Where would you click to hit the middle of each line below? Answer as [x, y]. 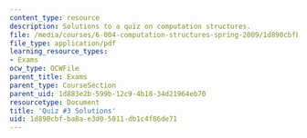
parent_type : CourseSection [63, 85]
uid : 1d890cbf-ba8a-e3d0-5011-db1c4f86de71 [94, 119]
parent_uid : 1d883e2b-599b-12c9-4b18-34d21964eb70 [108, 94]
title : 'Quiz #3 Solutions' [63, 111]
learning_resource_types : [58, 52]
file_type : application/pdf [63, 43]
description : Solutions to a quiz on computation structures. [130, 26]
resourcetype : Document [55, 102]
